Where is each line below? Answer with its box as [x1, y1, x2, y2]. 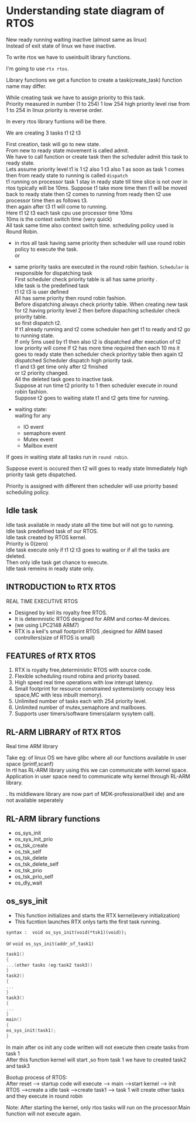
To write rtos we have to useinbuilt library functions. [6, 53, 132, 60]
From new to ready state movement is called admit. [6, 147, 130, 154]
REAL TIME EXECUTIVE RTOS [6, 597, 78, 604]
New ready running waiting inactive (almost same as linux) [6, 36, 147, 43]
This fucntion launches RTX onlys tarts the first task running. [14, 918, 161, 925]
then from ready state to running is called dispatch [6, 172, 128, 179]
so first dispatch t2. [14, 319, 61, 327]
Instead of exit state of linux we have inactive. [6, 42, 116, 49]
